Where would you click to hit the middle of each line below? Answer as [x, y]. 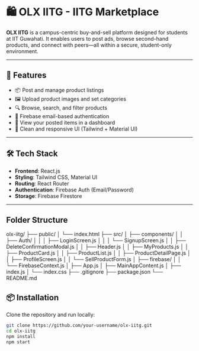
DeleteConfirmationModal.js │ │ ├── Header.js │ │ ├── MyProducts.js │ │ [97, 247]
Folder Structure [37, 220]
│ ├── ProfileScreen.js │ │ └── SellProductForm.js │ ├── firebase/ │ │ [94, 259]
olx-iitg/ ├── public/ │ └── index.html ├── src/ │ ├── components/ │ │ [95, 234]
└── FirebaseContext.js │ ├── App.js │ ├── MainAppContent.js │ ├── [94, 266]
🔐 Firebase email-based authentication [62, 116]
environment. [22, 51]
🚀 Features [26, 75]
